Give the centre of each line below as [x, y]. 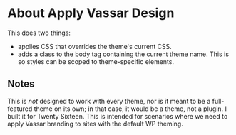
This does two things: [39, 33]
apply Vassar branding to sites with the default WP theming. [95, 124]
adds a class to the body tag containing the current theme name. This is [123, 54]
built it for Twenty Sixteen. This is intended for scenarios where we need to [118, 116]
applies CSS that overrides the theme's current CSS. [95, 46]
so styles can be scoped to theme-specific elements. [96, 61]
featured [20, 109]
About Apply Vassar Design [91, 13]
